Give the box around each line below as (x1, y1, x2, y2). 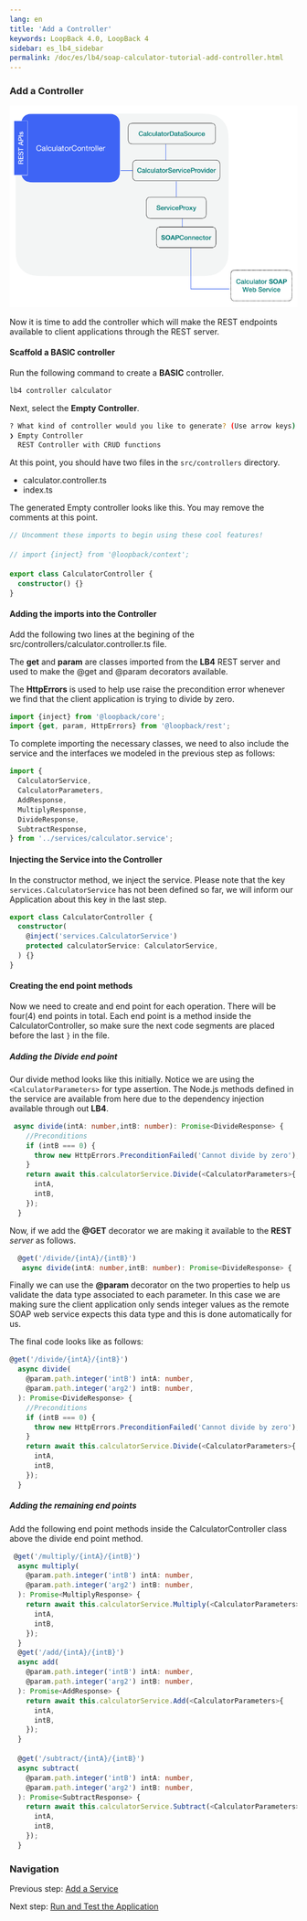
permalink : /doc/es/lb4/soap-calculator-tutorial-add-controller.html (9, 53, 284, 63)
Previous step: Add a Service (9, 1884, 119, 1894)
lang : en (9, 15, 43, 24)
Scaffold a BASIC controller (9, 347, 116, 358)
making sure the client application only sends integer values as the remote (9, 1299, 290, 1311)
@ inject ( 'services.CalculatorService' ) (26, 932, 178, 941)
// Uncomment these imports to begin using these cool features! (9, 531, 263, 540)
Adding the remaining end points (9, 1500, 137, 1512)
